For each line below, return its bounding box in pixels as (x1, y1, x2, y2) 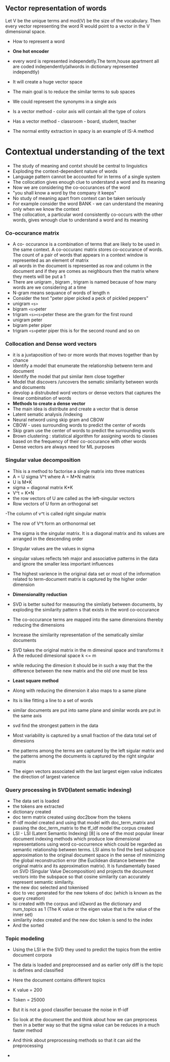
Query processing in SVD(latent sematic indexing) (5, 786, 132, 793)
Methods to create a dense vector (12, 401, 86, 407)
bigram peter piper (12, 322, 52, 328)
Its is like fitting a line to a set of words (12, 697, 93, 703)
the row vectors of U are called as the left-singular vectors (12, 495, 135, 501)
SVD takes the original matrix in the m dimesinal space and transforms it (12, 647, 164, 653)
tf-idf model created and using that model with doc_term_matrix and (12, 819, 155, 825)
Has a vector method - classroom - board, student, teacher (12, 118, 137, 124)
